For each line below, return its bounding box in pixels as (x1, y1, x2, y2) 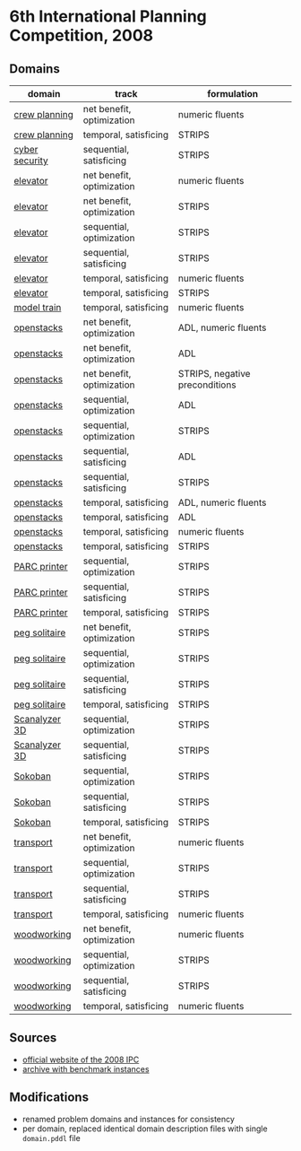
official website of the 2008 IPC (21, 1054, 140, 1065)
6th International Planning (9, 6, 208, 27)
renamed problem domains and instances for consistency (21, 1113, 236, 1124)
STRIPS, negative (177, 368, 251, 379)
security (13, 154, 48, 167)
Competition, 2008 (9, 25, 154, 46)
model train (13, 301, 62, 313)
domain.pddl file (21, 1132, 81, 1143)
